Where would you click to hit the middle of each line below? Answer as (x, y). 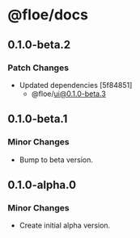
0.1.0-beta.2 (39, 45)
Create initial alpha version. (65, 225)
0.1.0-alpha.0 (42, 184)
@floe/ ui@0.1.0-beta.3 (68, 94)
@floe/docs (48, 15)
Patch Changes (38, 68)
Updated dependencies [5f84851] (76, 85)
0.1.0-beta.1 (38, 119)
